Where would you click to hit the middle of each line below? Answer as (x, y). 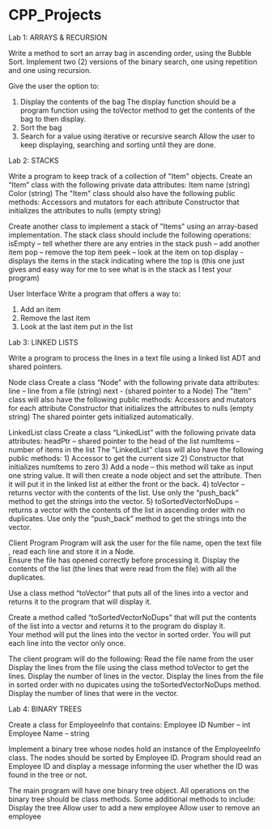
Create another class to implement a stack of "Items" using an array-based (134, 226)
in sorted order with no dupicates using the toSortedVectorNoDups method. (135, 684)
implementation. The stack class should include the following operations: (130, 235)
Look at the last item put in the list (76, 327)
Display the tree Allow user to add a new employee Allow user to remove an (134, 807)
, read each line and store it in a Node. (72, 551)
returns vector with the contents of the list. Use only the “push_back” (123, 493)
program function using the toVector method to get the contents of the (138, 110)
